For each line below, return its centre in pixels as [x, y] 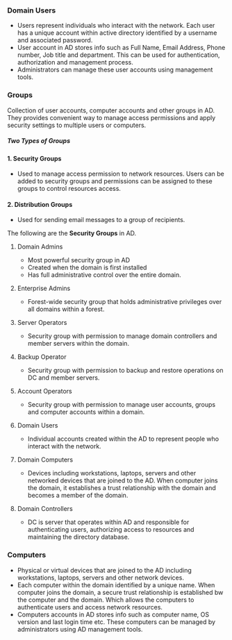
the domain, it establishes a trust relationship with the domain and [122, 488]
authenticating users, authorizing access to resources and [111, 530]
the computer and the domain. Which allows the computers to [106, 600]
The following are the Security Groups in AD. [72, 233]
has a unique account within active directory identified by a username [117, 33]
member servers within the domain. [78, 344]
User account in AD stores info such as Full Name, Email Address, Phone [121, 48]
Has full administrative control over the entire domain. [105, 275]
